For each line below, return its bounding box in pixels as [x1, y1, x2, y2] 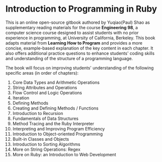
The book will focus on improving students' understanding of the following [5, 65, 154, 71]
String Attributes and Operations [12, 84, 77, 90]
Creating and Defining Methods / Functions [12, 105, 99, 111]
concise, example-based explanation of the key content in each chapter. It [5, 45, 154, 51]
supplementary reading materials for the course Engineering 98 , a [5, 24, 138, 30]
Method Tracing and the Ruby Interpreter [12, 120, 94, 127]
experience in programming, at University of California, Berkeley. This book [5, 35, 156, 41]
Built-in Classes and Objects [12, 136, 69, 142]
